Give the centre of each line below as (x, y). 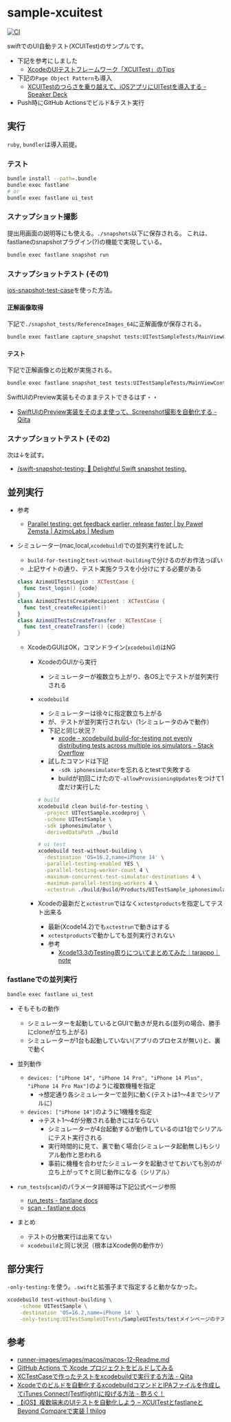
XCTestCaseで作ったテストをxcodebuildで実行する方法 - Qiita (105, 1376)
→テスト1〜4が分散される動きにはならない (98, 1120)
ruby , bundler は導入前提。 (44, 144)
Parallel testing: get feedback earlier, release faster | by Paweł (115, 524)
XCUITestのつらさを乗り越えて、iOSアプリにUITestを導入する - (117, 86)
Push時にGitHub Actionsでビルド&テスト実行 (80, 102)
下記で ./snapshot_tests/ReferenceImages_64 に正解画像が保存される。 (106, 324)
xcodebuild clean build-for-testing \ (93, 807)
